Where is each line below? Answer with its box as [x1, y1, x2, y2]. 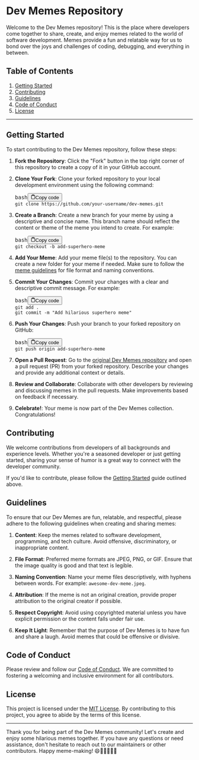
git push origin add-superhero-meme [14, 346, 105, 352]
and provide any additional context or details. [14, 369, 126, 376]
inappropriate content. [14, 544, 69, 551]
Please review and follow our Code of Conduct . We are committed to [6, 666, 174, 673]
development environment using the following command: [14, 181, 154, 188]
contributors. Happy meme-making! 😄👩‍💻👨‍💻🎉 [6, 748, 117, 755]
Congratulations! [14, 411, 56, 418]
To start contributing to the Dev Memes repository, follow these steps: [6, 145, 177, 152]
